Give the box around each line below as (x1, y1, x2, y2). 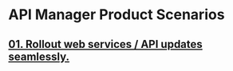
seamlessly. (8, 49, 70, 63)
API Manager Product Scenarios (8, 6, 225, 24)
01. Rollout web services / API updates (8, 37, 203, 51)
